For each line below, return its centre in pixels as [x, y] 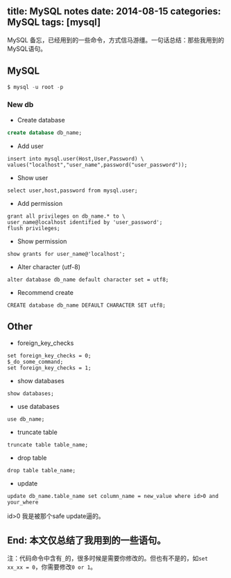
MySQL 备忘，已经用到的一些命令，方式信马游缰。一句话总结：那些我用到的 [116, 40]
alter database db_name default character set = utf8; [88, 280]
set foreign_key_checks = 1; [49, 368]
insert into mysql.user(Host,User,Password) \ [76, 159]
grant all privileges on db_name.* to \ [67, 216]
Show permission [42, 241]
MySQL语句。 [27, 49]
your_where [23, 503]
